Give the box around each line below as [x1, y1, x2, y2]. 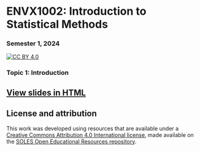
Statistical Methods [6, 17, 109, 31]
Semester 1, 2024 [6, 39, 60, 48]
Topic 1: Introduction [6, 69, 69, 77]
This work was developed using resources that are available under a [6, 125, 179, 132]
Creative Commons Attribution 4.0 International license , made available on [6, 131, 194, 139]
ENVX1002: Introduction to [6, 4, 147, 18]
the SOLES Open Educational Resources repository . [6, 137, 137, 145]
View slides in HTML [6, 87, 86, 98]
